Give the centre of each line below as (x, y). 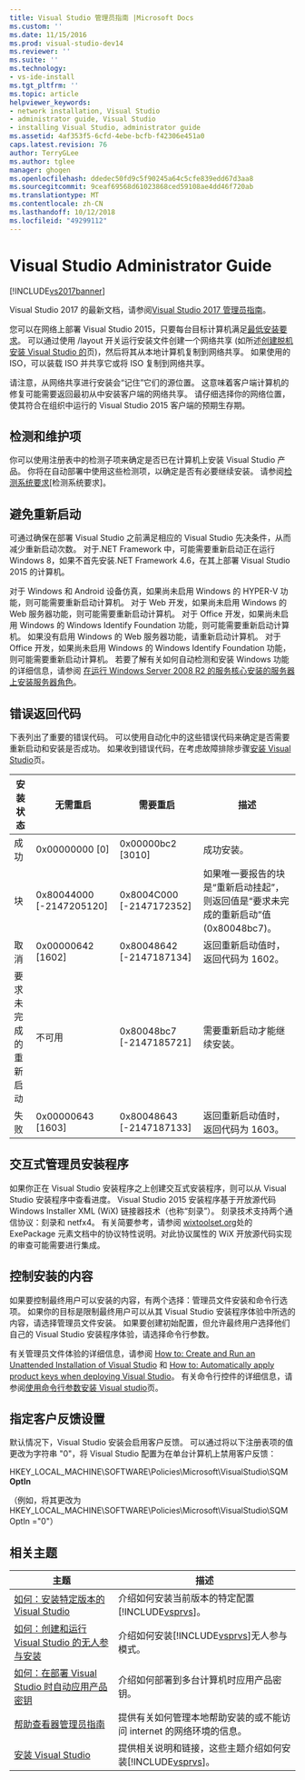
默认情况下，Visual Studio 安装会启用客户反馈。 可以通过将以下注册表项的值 (151, 1443)
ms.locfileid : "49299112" (58, 220)
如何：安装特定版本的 (60, 1599)
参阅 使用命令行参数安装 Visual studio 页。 (86, 1387)
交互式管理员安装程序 (69, 1165)
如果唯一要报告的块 (244, 874)
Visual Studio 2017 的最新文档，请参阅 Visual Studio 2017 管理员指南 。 (140, 309)
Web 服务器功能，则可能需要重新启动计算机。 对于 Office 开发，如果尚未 (145, 614)
